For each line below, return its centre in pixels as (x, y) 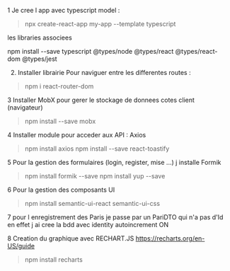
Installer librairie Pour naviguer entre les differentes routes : (104, 73)
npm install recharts (53, 260)
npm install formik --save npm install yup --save (95, 176)
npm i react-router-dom (59, 86)
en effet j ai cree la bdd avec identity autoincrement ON (88, 225)
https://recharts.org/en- (170, 238)
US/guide (21, 246)
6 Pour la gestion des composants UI (61, 190)
